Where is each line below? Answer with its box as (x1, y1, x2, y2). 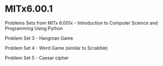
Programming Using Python (5, 25, 63, 31)
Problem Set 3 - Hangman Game (5, 35, 74, 41)
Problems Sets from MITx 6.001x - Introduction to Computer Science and (5, 20, 158, 26)
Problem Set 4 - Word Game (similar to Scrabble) (5, 45, 108, 51)
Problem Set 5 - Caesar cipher (5, 54, 69, 61)
